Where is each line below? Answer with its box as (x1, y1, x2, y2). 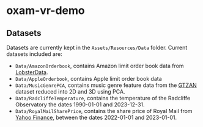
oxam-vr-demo (6, 4, 86, 18)
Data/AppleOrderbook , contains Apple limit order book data (15, 75, 162, 82)
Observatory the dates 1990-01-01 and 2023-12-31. (15, 101, 145, 108)
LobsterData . (15, 69, 48, 76)
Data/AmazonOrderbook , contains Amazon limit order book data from (15, 62, 185, 69)
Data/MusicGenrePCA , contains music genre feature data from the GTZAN (15, 81, 197, 89)
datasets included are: (6, 50, 62, 58)
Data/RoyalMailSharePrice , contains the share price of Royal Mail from (15, 108, 193, 114)
